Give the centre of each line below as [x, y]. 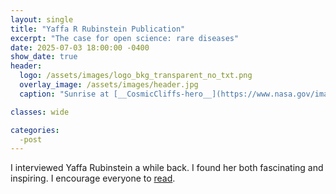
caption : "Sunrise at [64, 94]
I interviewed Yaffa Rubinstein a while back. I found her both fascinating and [167, 168]
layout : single [42, 19]
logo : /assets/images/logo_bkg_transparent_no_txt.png [136, 76]
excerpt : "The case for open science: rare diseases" [125, 38]
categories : [35, 130]
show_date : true [44, 57]
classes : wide [40, 112]
